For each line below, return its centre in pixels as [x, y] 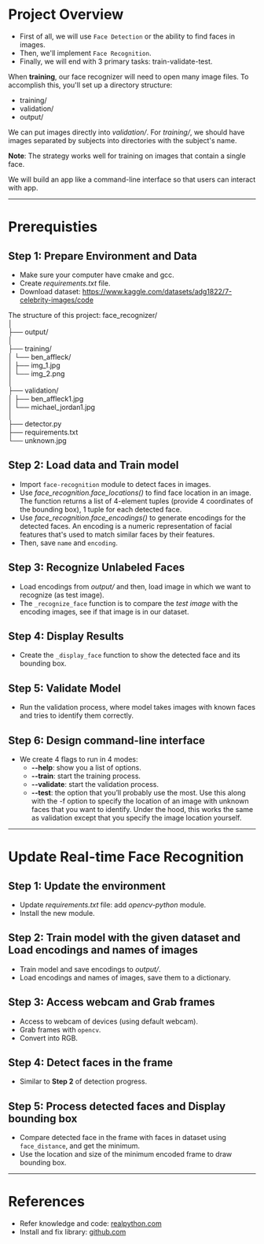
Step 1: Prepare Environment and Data [103, 256]
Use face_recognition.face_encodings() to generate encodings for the [132, 518]
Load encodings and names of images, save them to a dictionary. [125, 977]
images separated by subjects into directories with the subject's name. [123, 140]
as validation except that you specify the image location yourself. [136, 818]
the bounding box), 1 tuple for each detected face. [101, 509]
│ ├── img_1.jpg [34, 365]
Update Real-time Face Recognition [126, 857]
